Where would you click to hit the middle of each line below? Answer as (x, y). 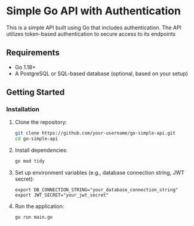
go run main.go (34, 217)
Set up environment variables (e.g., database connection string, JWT (100, 173)
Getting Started (36, 92)
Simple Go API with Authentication (93, 11)
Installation (23, 109)
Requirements (33, 53)
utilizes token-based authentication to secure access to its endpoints (91, 33)
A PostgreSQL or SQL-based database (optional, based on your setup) (101, 74)
